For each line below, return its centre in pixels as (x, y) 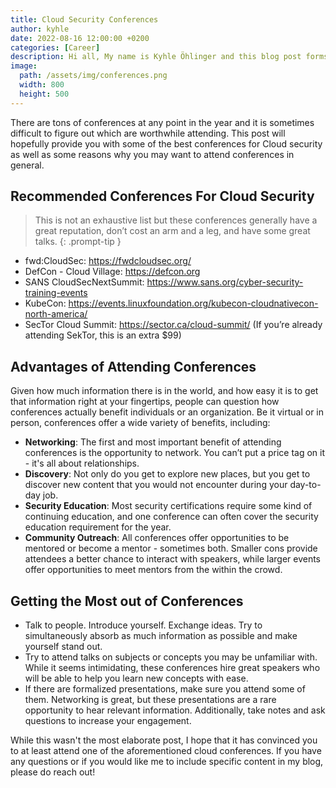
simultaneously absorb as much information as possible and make (161, 636)
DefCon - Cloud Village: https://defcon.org (112, 272)
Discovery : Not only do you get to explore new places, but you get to (167, 474)
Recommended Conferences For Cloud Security (162, 196)
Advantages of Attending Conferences (133, 366)
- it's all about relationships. (82, 463)
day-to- (305, 485)
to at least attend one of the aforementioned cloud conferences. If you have (166, 751)
